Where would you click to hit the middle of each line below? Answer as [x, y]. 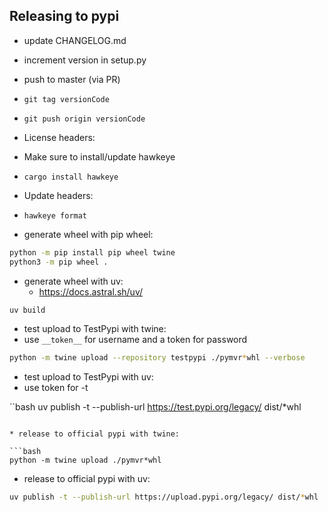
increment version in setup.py [85, 60]
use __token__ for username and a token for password [135, 340]
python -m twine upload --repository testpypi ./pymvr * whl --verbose [157, 358]
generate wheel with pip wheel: [88, 234]
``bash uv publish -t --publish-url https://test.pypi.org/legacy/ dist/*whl [155, 407]
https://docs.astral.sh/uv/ [91, 291]
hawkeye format [55, 215]
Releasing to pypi [64, 16]
